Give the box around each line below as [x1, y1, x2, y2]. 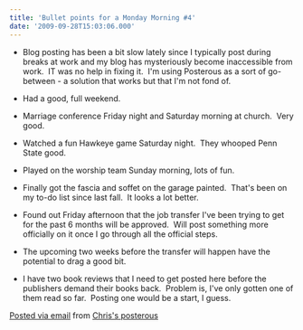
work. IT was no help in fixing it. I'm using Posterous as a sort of [22, 65, 267, 77]
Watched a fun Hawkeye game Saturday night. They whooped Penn [22, 137, 278, 148]
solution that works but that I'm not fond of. [70, 75, 232, 86]
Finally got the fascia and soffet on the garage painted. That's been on [22, 182, 288, 193]
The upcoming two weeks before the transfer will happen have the [22, 246, 271, 257]
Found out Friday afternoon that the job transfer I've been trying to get [22, 209, 285, 220]
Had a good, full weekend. [22, 92, 121, 104]
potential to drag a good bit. [22, 255, 127, 267]
